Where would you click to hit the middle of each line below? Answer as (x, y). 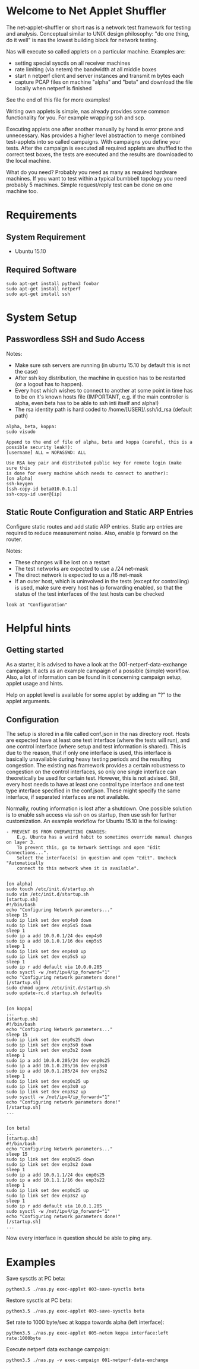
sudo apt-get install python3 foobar (53, 283)
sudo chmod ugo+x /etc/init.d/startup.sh (58, 988)
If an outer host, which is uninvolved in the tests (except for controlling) (102, 581)
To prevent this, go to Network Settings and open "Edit (89, 848)
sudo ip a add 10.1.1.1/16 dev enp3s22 (56, 1180)
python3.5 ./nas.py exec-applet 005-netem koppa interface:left (87, 1333)
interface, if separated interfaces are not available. (68, 797)
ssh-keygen (20, 483)
